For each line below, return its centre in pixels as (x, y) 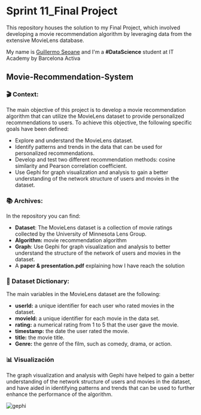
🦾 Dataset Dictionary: (38, 281)
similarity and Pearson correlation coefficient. (71, 166)
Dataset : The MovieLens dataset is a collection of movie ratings (93, 227)
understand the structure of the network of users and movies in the (98, 253)
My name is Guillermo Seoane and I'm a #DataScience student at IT (90, 51)
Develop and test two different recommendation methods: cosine (95, 159)
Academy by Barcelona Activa (43, 58)
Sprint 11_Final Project (62, 11)
